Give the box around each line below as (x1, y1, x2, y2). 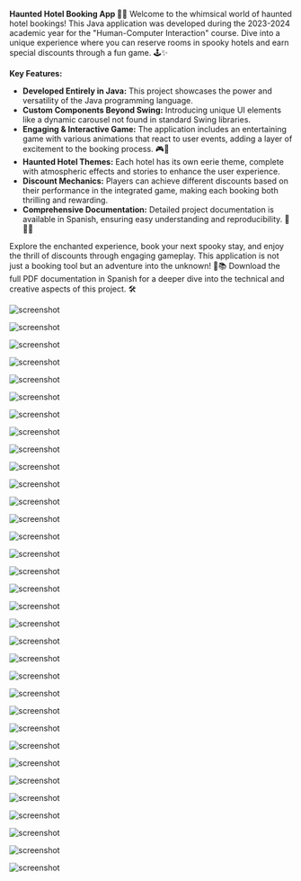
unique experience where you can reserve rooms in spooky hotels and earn (9, 37, 289, 48)
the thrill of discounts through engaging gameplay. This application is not (9, 250, 280, 261)
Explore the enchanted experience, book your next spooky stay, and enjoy (9, 241, 285, 251)
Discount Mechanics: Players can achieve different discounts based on (22, 175, 289, 186)
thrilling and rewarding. (22, 194, 109, 205)
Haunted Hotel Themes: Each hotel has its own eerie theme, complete (22, 157, 285, 166)
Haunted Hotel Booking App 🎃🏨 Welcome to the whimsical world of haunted (9, 9, 292, 19)
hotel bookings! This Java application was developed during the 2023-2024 (9, 18, 290, 29)
